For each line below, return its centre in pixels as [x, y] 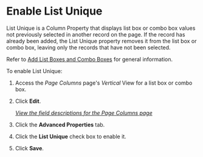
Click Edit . [28, 101]
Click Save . [29, 148]
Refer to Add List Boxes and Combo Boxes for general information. [90, 59]
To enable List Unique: [34, 71]
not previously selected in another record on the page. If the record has [96, 34]
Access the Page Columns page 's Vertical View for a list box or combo [104, 83]
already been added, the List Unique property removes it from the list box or [101, 41]
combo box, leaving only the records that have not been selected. [89, 47]
